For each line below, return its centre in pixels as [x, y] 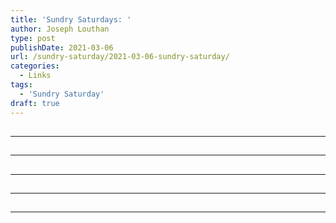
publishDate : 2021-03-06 [62, 47]
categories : [35, 66]
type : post [33, 38]
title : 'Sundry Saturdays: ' [71, 19]
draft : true [35, 103]
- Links [35, 76]
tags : [21, 85]
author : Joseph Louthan [60, 29]
